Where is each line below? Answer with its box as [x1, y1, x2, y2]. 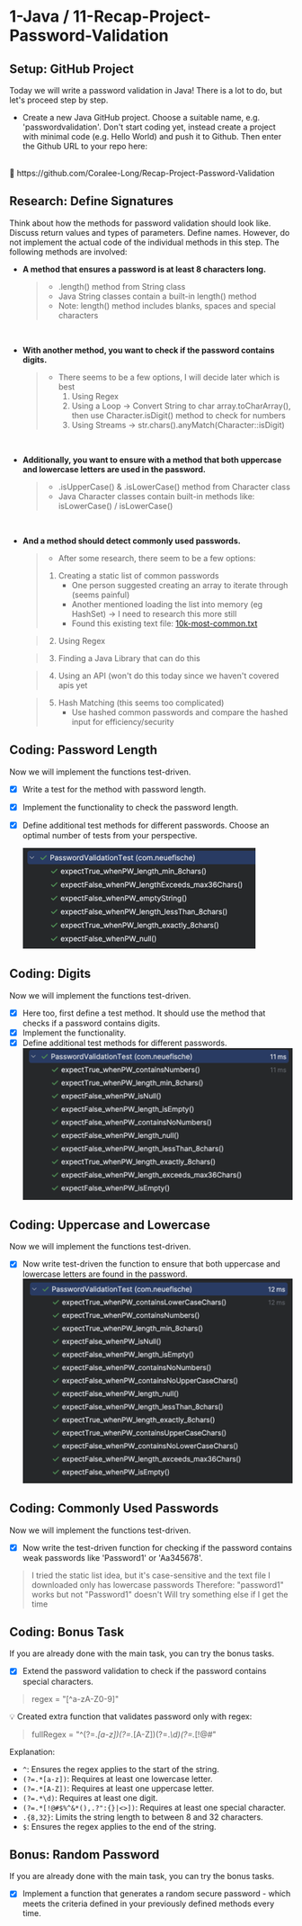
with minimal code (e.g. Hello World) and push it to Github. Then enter [22, 131, 281, 141]
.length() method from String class [58, 281, 186, 291]
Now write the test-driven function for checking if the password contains [22, 1542, 292, 1553]
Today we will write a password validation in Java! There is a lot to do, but [9, 85, 283, 95]
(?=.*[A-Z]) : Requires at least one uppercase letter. [22, 1783, 215, 1794]
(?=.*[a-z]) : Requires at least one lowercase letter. [22, 1773, 213, 1784]
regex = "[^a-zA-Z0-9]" [31, 1693, 120, 1704]
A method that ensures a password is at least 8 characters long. [22, 264, 267, 274]
